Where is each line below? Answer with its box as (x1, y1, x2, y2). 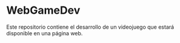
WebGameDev (6, 4, 81, 17)
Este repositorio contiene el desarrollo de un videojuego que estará (6, 23, 175, 30)
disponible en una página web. (6, 29, 83, 36)
